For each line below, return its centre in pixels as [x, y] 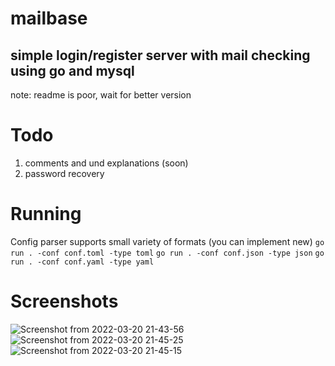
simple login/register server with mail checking [160, 55]
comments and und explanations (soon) [106, 163]
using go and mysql [72, 70]
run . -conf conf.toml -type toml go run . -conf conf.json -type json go [167, 253]
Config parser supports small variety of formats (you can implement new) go [167, 241]
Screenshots [64, 301]
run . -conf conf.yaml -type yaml [82, 262]
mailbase [49, 18]
